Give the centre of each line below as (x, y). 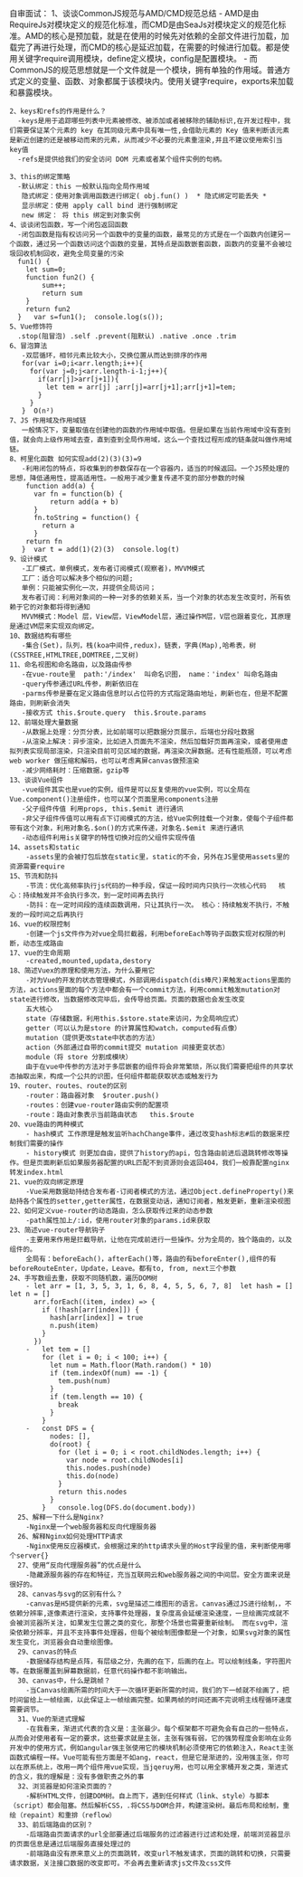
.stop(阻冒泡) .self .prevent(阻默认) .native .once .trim (127, 337)
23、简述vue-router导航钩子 (57, 1230)
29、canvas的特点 (47, 1652)
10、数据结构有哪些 (41, 636)
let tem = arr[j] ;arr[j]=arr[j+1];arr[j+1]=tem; (141, 387)
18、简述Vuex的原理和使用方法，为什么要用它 (82, 971)
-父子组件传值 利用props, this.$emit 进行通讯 (102, 809)
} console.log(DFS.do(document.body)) (119, 1508)
